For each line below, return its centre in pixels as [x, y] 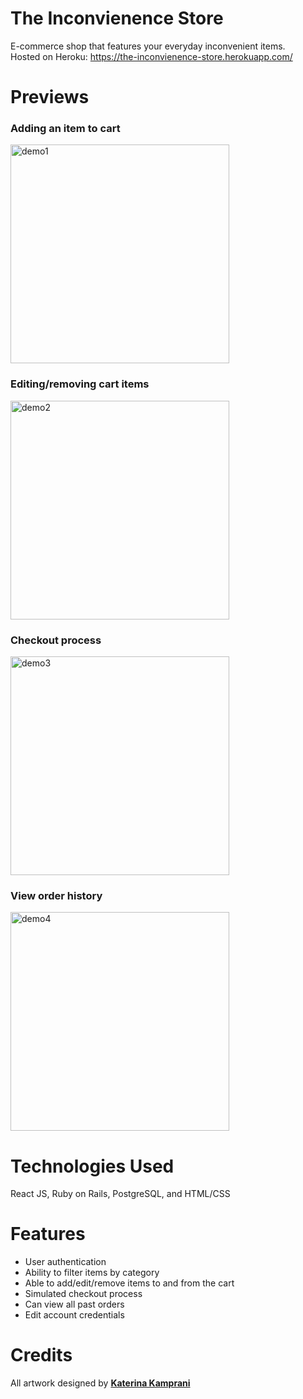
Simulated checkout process [83, 1294]
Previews [50, 97]
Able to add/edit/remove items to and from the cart [129, 1283]
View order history [56, 895]
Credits [41, 1355]
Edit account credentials [74, 1315]
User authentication [65, 1262]
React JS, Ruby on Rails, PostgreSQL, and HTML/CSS [120, 1194]
